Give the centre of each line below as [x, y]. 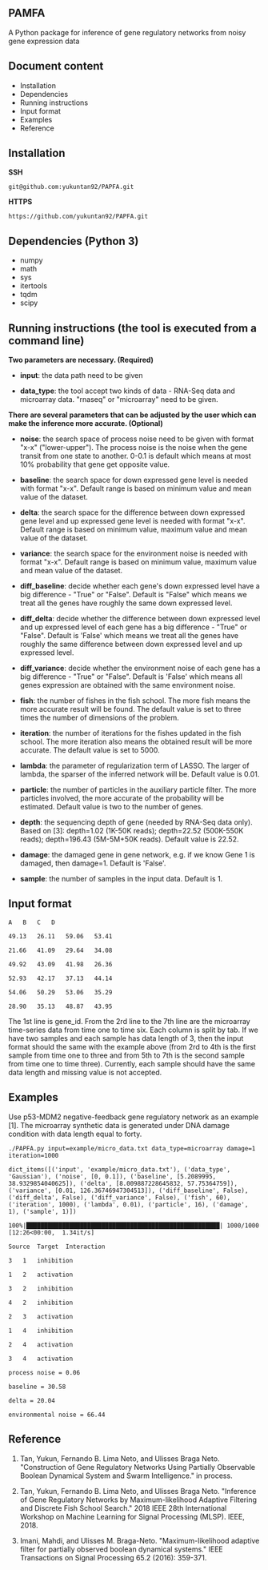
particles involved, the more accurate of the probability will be [122, 798]
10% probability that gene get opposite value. [95, 464]
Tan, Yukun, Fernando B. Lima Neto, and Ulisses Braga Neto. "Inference [138, 1491]
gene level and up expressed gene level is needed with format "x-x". [132, 521]
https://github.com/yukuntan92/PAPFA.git [78, 217]
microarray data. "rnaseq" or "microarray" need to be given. [119, 400]
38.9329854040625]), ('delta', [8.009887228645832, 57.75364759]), [123, 1183]
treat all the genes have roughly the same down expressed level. [126, 603]
